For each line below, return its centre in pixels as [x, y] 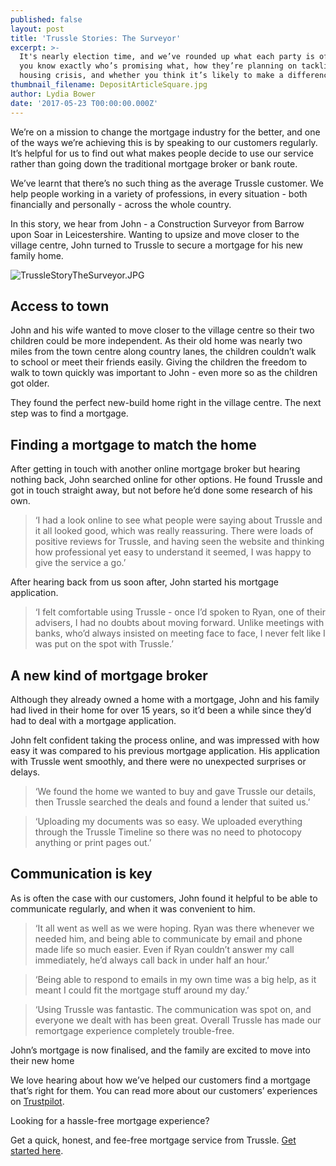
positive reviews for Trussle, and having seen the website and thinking [179, 542]
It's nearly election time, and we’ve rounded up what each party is [167, 57]
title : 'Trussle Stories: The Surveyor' [96, 38]
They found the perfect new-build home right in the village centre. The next [166, 403]
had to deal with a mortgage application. [93, 720]
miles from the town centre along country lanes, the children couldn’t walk [163, 352]
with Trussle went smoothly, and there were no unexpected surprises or [158, 761]
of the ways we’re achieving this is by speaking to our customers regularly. [164, 142]
